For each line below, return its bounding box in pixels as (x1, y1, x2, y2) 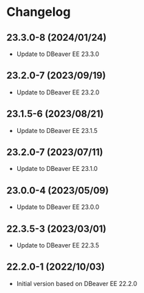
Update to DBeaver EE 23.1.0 (16, 165, 98, 173)
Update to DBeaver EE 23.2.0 (16, 88, 100, 97)
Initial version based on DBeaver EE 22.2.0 (16, 279, 138, 287)
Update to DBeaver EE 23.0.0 (16, 203, 100, 211)
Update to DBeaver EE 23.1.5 (16, 126, 98, 134)
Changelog (6, 4, 71, 20)
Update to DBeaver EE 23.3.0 (16, 50, 99, 58)
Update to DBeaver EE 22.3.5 (16, 241, 99, 250)
